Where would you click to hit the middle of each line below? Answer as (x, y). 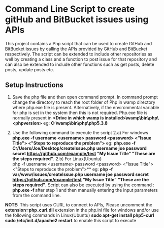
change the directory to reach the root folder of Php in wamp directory (84, 102)
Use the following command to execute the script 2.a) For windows (80, 132)
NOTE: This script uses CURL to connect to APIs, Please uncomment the (79, 204)
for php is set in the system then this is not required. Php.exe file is (80, 113)
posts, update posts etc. (30, 69)
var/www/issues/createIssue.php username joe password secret (81, 174)
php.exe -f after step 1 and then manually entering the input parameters (85, 190)
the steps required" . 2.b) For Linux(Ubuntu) (57, 159)
